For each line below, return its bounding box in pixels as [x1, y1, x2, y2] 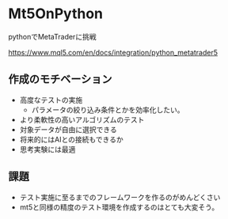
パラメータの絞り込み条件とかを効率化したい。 [31, 104, 184, 115]
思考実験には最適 [19, 144, 76, 154]
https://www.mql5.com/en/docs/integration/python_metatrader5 [8, 47, 218, 57]
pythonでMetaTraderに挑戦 [8, 32, 97, 41]
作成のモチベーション [8, 73, 112, 86]
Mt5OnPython [8, 5, 104, 23]
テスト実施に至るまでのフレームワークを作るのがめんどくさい [19, 192, 221, 202]
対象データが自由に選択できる [19, 124, 117, 134]
